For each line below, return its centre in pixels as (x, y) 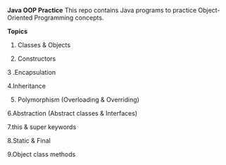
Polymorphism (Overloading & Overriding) (78, 99)
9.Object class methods (42, 154)
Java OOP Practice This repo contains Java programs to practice (102, 10)
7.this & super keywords (42, 127)
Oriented (20, 18)
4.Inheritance (26, 86)
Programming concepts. (69, 18)
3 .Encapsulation (32, 72)
